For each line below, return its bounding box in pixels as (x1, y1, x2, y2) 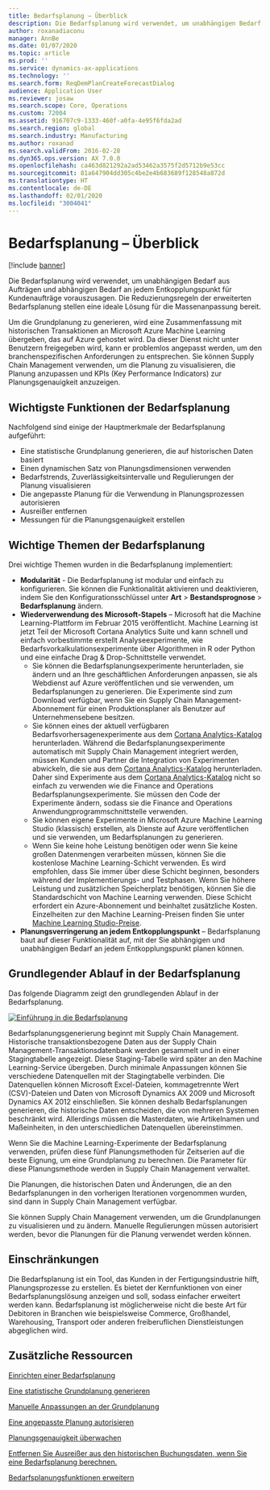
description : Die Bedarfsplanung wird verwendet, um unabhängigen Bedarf (8, 19, 262, 27)
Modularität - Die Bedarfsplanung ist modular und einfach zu (19, 576, 224, 585)
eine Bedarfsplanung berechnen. (8, 1457, 118, 1467)
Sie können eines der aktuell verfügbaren (31, 721, 169, 730)
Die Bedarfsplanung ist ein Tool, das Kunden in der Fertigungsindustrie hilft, (8, 1274, 260, 1284)
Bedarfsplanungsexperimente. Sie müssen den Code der (31, 789, 221, 799)
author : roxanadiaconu (8, 27, 85, 35)
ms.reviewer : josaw (8, 94, 74, 102)
